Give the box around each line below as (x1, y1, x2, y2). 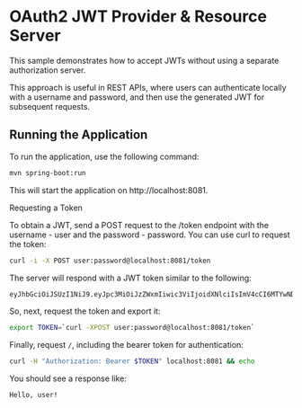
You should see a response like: (9, 373, 128, 384)
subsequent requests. (9, 101, 91, 111)
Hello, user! (9, 391, 58, 400)
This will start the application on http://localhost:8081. (9, 184, 209, 195)
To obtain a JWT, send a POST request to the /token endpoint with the (9, 219, 270, 230)
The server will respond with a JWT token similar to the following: (9, 272, 252, 283)
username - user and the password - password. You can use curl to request (9, 229, 290, 240)
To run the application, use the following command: (9, 151, 200, 162)
